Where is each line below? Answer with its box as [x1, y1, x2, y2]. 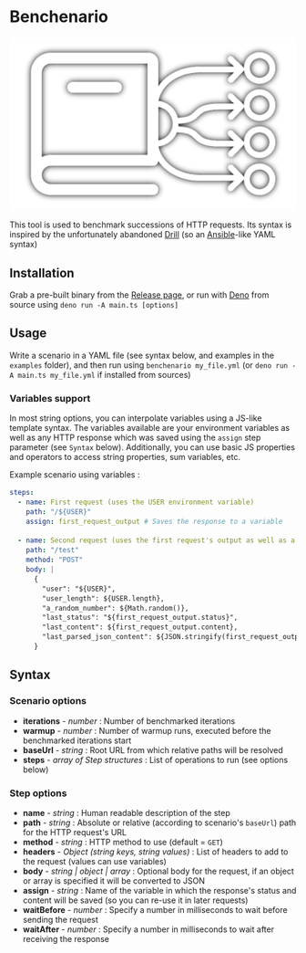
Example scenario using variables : [9, 469, 140, 480]
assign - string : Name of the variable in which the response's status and [22, 885, 297, 895]
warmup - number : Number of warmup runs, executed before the [22, 725, 271, 736]
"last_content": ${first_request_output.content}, [42, 623, 239, 632]
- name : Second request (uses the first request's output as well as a [17, 536, 296, 545]
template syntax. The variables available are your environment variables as [9, 423, 291, 434]
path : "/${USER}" [25, 507, 92, 517]
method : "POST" [25, 555, 84, 565]
